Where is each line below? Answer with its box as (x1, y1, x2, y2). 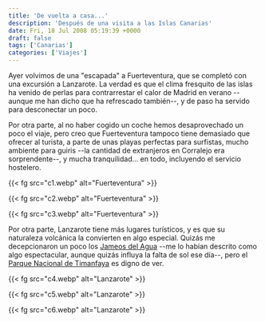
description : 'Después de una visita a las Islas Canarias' (8, 19, 213, 27)
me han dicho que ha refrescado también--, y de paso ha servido (34, 97, 250, 105)
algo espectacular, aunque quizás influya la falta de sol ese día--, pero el (8, 250, 248, 260)
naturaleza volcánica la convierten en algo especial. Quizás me (8, 233, 216, 242)
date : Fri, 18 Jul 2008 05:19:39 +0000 (8, 26, 141, 34)
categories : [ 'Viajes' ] (8, 49, 88, 57)
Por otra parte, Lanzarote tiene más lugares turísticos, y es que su (8, 225, 226, 234)
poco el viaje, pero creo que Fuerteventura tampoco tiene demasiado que (8, 129, 251, 138)
